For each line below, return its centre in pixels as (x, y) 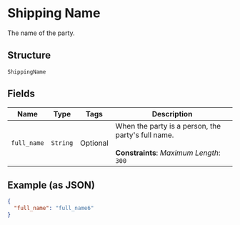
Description (172, 114)
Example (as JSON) (51, 185)
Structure (29, 55)
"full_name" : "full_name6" (54, 209)
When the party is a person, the (168, 126)
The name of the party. (41, 33)
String (62, 143)
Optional (94, 143)
